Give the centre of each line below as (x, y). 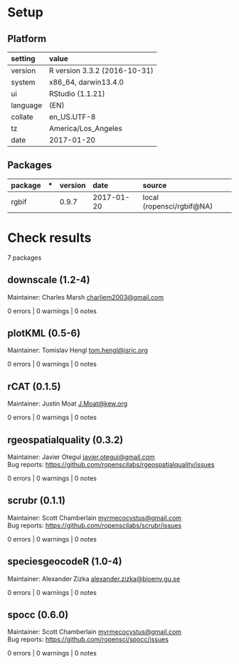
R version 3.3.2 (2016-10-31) (101, 70)
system (23, 82)
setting (23, 59)
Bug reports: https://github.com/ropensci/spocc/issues (88, 639)
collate (22, 117)
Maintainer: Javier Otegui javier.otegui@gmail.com (81, 457)
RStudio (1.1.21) (77, 94)
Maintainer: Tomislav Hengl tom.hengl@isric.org (78, 350)
